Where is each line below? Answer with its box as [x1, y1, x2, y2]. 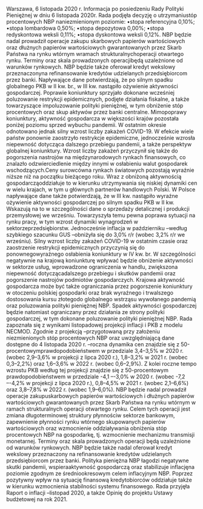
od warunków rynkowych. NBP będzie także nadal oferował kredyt [6, 444, 173, 451]
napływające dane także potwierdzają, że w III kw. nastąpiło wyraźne [6, 193, 179, 199]
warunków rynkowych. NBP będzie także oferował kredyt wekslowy [6, 63, 176, 70]
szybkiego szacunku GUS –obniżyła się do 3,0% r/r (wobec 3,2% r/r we [6, 231, 185, 238]
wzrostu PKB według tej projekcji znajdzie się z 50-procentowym [6, 367, 168, 374]
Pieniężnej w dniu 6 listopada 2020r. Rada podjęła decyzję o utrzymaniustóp [6, 12, 198, 19]
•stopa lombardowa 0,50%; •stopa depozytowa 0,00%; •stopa [6, 24, 164, 32]
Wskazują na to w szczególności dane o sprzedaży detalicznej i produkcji [6, 205, 190, 212]
